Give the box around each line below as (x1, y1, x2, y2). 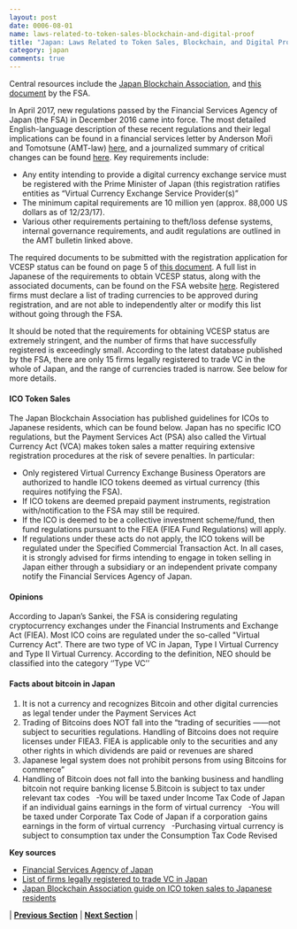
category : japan (9, 46, 69, 55)
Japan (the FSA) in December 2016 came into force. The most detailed (9, 114, 267, 125)
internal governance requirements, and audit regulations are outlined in (21, 226, 281, 236)
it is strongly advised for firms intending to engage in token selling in (21, 553, 271, 563)
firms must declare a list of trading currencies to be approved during (9, 290, 259, 300)
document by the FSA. (9, 88, 91, 98)
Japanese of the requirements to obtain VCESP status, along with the (9, 271, 261, 282)
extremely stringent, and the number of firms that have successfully (9, 336, 257, 345)
